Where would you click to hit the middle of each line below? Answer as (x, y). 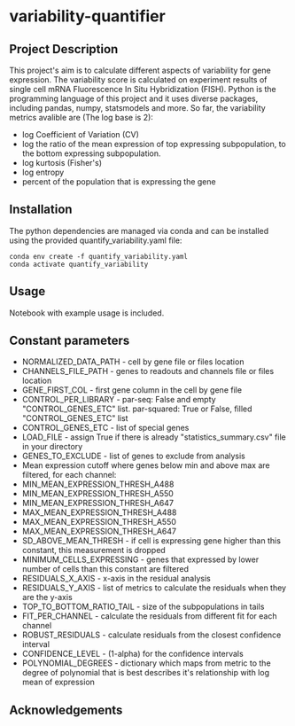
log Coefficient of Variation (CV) (81, 134)
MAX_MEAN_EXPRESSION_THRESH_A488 (99, 512)
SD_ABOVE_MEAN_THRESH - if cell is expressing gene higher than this (151, 541)
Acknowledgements (66, 710)
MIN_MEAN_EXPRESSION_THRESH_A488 (98, 484)
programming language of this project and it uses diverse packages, (134, 98)
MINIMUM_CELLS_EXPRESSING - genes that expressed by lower (140, 559)
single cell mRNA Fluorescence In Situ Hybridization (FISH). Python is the (143, 89)
